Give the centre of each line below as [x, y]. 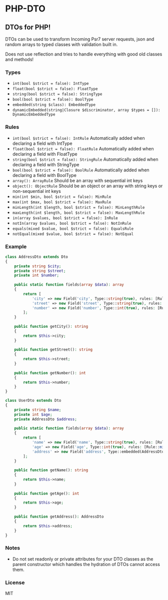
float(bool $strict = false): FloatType [55, 89]
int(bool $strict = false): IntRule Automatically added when [78, 138]
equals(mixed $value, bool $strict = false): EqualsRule [73, 229]
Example [16, 246]
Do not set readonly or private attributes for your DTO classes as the [83, 559]
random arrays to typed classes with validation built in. [61, 44]
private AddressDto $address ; [46, 419]
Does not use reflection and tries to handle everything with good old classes [84, 54]
